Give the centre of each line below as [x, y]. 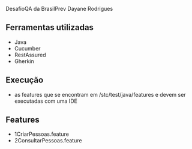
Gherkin [24, 61]
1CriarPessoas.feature [42, 134]
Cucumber [27, 48]
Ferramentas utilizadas [50, 27]
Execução [25, 80]
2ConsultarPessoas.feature [48, 141]
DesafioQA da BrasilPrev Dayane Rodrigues [59, 9]
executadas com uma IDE [46, 101]
